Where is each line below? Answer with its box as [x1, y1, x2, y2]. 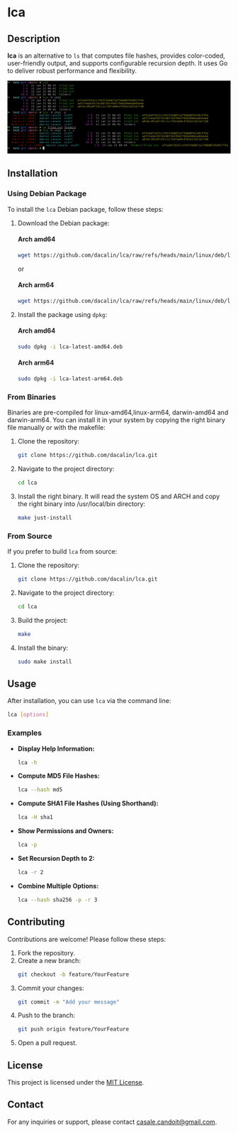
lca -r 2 [17, 869, 44, 876]
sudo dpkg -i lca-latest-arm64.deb [17, 375, 123, 382]
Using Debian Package [7, 189, 87, 199]
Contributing [7, 916, 65, 928]
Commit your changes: [17, 984, 84, 992]
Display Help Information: [17, 744, 95, 753]
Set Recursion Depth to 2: [17, 854, 95, 863]
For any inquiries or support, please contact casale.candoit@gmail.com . [7, 1117, 217, 1126]
